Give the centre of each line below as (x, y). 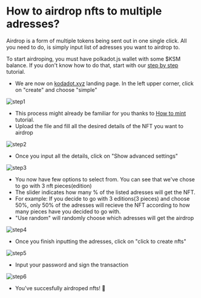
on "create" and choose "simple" (56, 89)
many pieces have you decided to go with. (68, 211)
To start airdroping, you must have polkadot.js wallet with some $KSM (94, 59)
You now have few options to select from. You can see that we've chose (105, 179)
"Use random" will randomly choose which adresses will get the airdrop (104, 218)
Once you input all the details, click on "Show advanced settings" (97, 156)
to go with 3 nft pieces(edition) (53, 186)
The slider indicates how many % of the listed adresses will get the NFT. (105, 192)
